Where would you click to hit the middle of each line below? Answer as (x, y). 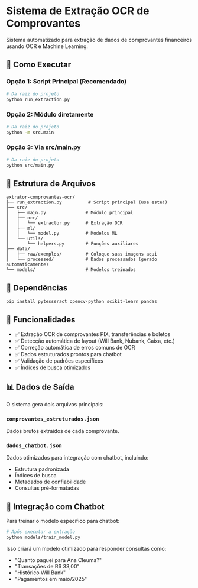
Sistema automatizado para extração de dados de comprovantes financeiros (99, 40)
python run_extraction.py (38, 99)
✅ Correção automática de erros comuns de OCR (75, 347)
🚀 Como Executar (39, 65)
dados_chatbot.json (34, 445)
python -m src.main (30, 132)
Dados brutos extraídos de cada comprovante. (63, 431)
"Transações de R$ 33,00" (47, 566)
